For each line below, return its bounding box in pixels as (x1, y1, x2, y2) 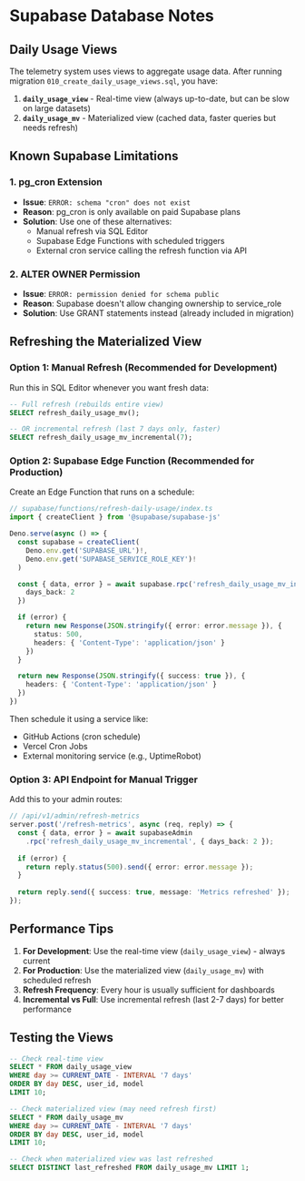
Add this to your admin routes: (9, 794, 123, 805)
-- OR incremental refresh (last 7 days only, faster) (9, 424, 221, 433)
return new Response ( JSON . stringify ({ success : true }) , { (17, 671, 246, 681)
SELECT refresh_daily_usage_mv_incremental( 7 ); (9, 433, 193, 443)
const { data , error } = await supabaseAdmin (17, 829, 193, 838)
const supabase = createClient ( (17, 538, 141, 547)
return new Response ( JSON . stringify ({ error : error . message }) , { (25, 621, 282, 631)
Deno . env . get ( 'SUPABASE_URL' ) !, (25, 545, 148, 555)
